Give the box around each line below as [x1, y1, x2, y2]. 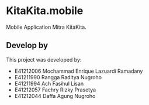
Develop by [6, 40, 48, 50]
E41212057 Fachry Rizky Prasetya [14, 86, 96, 93]
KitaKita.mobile [6, 4, 84, 18]
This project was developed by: [6, 56, 82, 63]
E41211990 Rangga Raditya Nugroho [14, 73, 102, 80]
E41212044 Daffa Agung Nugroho [14, 92, 96, 99]
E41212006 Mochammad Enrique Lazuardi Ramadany [14, 67, 143, 74]
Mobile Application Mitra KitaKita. [6, 23, 86, 31]
